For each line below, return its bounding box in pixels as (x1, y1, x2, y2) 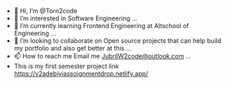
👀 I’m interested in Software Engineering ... (13, 14, 138, 22)
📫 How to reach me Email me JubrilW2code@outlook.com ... (13, 52, 192, 60)
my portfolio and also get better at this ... (13, 44, 132, 52)
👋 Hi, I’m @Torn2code (13, 7, 78, 15)
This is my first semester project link (13, 62, 119, 70)
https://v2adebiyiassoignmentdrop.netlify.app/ (13, 70, 149, 77)
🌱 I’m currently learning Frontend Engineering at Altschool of (13, 22, 189, 30)
